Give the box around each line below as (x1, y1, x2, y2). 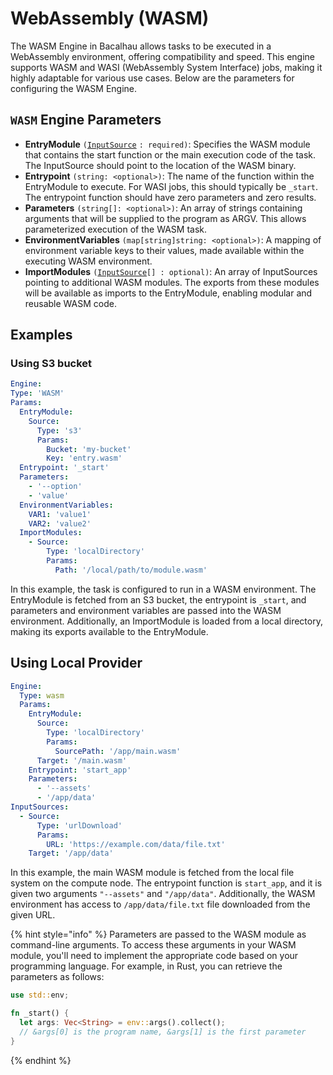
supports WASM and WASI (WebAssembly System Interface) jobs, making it (10, 61, 323, 73)
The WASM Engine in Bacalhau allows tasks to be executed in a (10, 40, 272, 52)
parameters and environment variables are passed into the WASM (10, 604, 282, 616)
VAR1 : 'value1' (28, 509, 92, 519)
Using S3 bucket (10, 357, 93, 371)
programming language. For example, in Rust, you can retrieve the (10, 960, 283, 972)
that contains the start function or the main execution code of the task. (24, 148, 316, 161)
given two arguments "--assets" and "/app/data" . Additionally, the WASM (10, 888, 316, 900)
